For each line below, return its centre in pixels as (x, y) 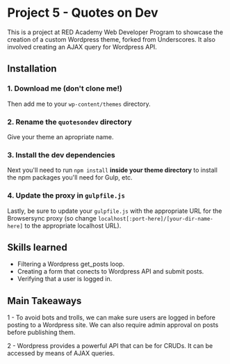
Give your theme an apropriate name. (60, 136)
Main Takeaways (44, 301)
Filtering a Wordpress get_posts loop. (71, 264)
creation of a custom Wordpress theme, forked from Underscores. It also (111, 39)
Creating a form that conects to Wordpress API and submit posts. (110, 271)
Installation (32, 69)
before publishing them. (41, 333)
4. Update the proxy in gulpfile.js (66, 196)
